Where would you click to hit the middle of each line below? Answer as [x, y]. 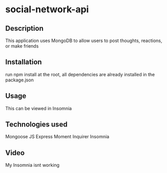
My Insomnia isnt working [33, 165]
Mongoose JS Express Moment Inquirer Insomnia [57, 137]
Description [24, 28]
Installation [24, 62]
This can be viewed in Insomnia [39, 108]
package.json [20, 80]
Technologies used [36, 125]
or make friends [22, 46]
